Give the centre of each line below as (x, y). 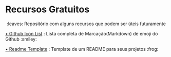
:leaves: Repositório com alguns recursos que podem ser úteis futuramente (86, 24)
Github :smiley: (21, 39)
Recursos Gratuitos (47, 9)
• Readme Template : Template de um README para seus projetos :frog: (82, 49)
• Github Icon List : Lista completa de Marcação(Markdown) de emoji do (82, 33)
